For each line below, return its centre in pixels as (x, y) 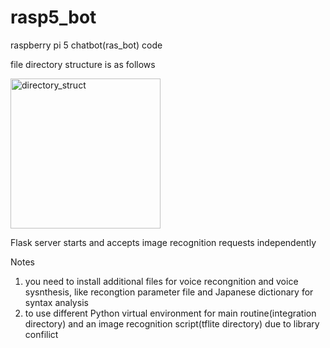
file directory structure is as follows (83, 64)
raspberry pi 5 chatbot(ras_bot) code (86, 45)
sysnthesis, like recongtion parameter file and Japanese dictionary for (169, 292)
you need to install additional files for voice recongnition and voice (161, 281)
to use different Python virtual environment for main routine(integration (170, 313)
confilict (41, 334)
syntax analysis (56, 302)
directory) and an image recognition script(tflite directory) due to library (172, 323)
